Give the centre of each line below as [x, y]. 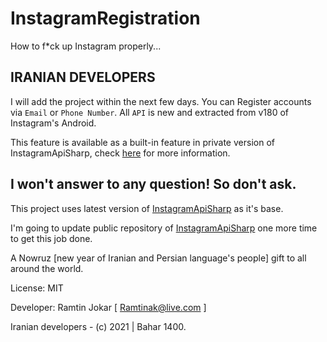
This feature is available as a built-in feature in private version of [142, 142]
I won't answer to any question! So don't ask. [153, 184]
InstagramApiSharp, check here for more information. [120, 153]
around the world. [47, 268]
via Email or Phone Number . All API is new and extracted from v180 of [150, 112]
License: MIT [37, 288]
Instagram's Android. [53, 123]
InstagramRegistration [105, 18]
